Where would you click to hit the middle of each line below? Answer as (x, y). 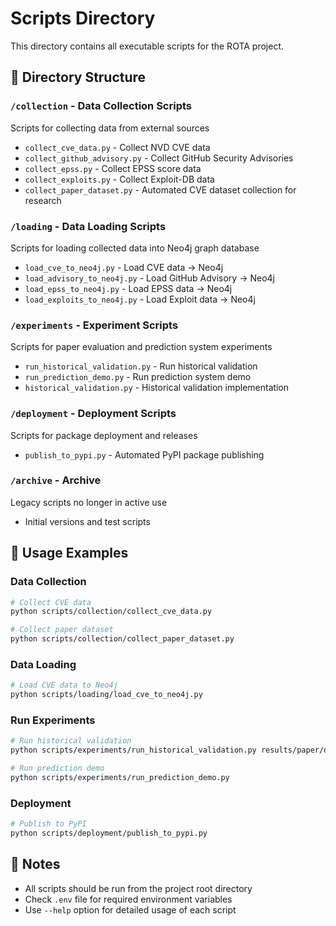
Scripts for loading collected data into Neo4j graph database (135, 248)
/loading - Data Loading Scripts (88, 226)
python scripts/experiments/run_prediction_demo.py (120, 777)
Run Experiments (53, 720)
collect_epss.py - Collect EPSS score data (113, 168)
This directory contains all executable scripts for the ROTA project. (147, 46)
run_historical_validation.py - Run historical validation (141, 366)
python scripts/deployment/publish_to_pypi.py (109, 833)
